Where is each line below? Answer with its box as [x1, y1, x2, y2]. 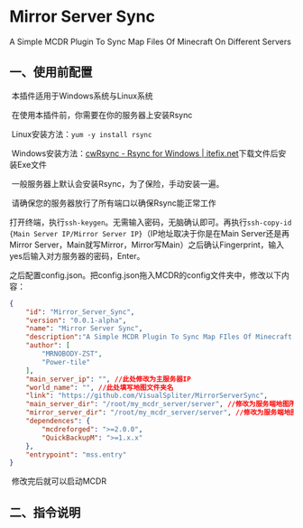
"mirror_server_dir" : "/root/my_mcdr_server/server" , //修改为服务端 [25, 408, 284, 417]
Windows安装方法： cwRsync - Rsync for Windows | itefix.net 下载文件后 [11, 147, 279, 159]
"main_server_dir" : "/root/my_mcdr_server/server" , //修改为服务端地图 [25, 400, 290, 409]
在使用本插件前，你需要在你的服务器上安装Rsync [11, 109, 193, 120]
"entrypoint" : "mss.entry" [25, 449, 127, 459]
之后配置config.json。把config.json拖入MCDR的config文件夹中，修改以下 [9, 269, 282, 281]
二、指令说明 [9, 505, 81, 520]
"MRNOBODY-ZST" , [41, 349, 103, 358]
